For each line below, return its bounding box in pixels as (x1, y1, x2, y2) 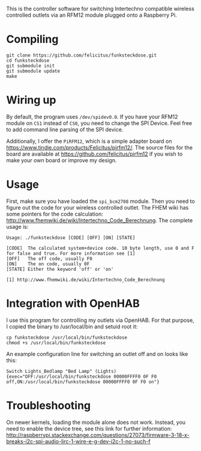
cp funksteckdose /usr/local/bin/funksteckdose (6, 334, 128, 341)
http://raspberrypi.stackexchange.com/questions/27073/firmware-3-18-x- (6, 431, 190, 438)
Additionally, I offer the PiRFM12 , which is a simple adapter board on (6, 138, 172, 145)
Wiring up (6, 93, 56, 107)
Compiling (6, 32, 59, 46)
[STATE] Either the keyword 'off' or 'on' (6, 266, 114, 272)
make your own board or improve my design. (6, 156, 117, 164)
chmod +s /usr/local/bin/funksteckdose (6, 339, 106, 346)
